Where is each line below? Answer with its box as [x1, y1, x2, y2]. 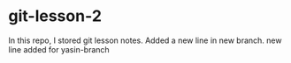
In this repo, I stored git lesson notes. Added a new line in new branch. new [8, 35, 282, 45]
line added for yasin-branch [8, 44, 110, 54]
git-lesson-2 [8, 6, 103, 26]
